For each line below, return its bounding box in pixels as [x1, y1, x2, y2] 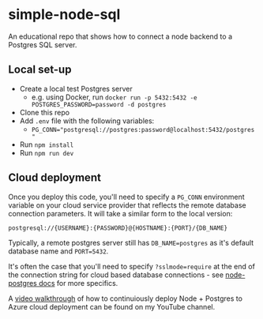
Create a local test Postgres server [19, 84, 133, 93]
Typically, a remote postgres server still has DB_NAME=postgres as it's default [8, 238, 254, 247]
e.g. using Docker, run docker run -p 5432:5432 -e [31, 92, 197, 102]
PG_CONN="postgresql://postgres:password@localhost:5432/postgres [31, 126, 255, 133]
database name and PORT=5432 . [8, 246, 109, 256]
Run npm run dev [19, 148, 74, 157]
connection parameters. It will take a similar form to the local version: [8, 208, 233, 218]
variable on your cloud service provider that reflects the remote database [8, 200, 246, 210]
